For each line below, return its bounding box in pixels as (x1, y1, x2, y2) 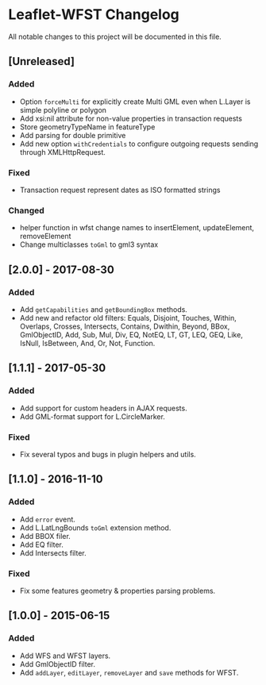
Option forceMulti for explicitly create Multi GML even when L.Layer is (19, 97, 251, 106)
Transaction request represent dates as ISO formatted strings (19, 185, 221, 194)
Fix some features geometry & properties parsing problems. (19, 586, 216, 595)
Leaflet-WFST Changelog (8, 6, 180, 24)
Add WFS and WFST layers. (19, 651, 111, 660)
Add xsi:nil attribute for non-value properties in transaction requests (19, 114, 242, 123)
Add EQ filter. (19, 540, 64, 549)
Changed (8, 205, 45, 216)
